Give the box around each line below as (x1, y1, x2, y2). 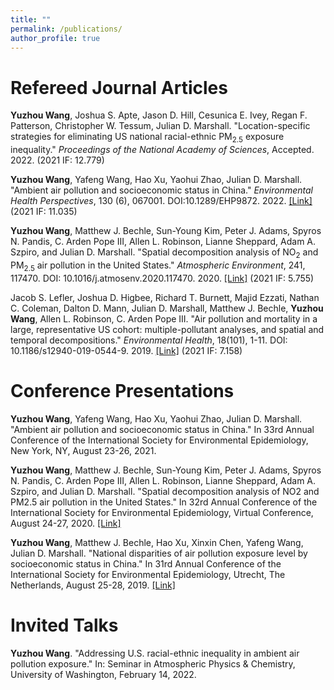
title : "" (10, 14, 52, 25)
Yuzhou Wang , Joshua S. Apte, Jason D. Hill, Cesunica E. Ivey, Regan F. (10, 109, 308, 121)
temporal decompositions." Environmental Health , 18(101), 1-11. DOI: (10, 334, 288, 346)
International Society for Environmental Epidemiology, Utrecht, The (10, 568, 286, 580)
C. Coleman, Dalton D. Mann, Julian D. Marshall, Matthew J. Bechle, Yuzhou (10, 302, 324, 314)
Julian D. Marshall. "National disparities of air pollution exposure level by (10, 547, 308, 559)
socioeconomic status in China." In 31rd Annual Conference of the (10, 557, 282, 570)
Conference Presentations (10, 379, 235, 402)
